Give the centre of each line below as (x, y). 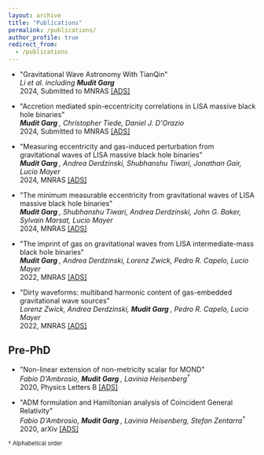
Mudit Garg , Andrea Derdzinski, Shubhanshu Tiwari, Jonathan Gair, (130, 163)
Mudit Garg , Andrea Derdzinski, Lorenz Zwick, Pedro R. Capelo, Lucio (134, 261)
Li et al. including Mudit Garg (67, 83)
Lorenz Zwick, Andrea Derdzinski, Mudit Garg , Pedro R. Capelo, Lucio (134, 309)
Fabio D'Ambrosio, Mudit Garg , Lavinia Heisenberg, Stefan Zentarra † (132, 420)
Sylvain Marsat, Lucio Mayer (66, 220)
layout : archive (35, 15)
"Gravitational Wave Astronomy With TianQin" (93, 74)
